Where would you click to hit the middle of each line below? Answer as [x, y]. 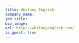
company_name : [20, 14]
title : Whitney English [30, 10]
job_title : [16, 19]
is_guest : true [21, 33]
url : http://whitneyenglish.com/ [40, 28]
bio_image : [16, 23]
